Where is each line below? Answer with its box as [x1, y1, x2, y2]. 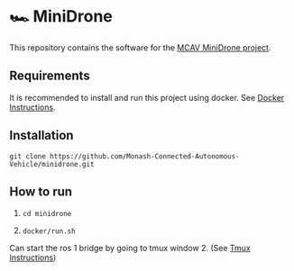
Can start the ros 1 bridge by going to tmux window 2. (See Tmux [9, 243, 251, 254]
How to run [9, 184, 73, 199]
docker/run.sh [22, 227, 76, 236]
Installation [9, 128, 74, 143]
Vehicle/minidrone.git [9, 159, 95, 168]
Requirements [9, 68, 90, 84]
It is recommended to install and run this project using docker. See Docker [9, 92, 285, 103]
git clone [9, 151, 47, 161]
